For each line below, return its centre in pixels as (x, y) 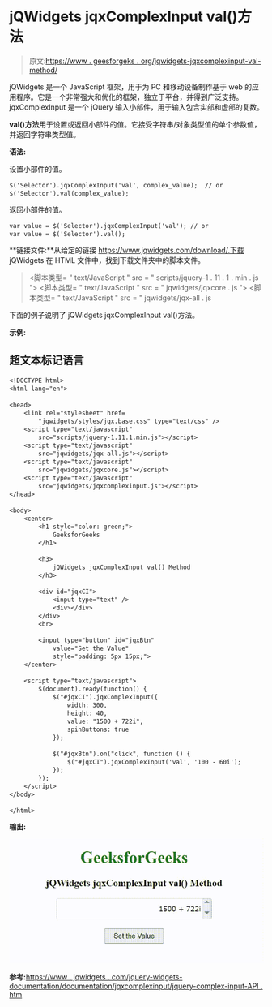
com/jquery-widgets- (147, 977)
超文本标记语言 (47, 361)
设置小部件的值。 (38, 169)
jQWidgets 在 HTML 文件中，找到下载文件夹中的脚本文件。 (107, 260)
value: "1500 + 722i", (105, 721)
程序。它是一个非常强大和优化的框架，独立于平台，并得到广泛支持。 (130, 97)
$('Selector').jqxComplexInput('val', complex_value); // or (116, 185)
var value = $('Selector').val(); (68, 234)
